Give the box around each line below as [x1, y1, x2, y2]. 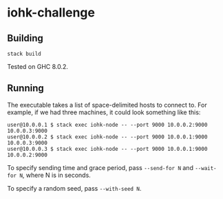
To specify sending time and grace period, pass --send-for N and [7, 163, 194, 171]
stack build [7, 50, 41, 57]
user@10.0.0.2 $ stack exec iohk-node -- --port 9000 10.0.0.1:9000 [7, 133, 208, 140]
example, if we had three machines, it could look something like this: [7, 108, 201, 116]
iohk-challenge [7, 5, 95, 21]
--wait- [195, 165, 217, 171]
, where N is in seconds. [22, 171, 91, 179]
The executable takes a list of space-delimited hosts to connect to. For [7, 101, 208, 109]
